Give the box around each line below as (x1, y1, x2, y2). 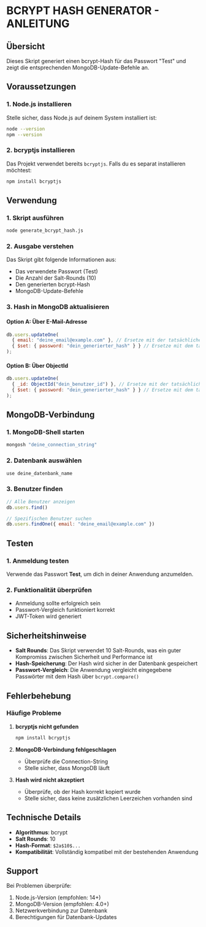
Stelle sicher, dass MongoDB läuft (24, 764, 110, 771)
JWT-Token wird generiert (15, 612, 82, 620)
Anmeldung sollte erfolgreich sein (15, 600, 101, 607)
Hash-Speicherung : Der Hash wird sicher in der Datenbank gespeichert (15, 660, 198, 667)
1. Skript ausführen (6, 213, 64, 222)
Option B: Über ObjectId (6, 362, 69, 369)
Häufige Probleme (6, 709, 62, 717)
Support (6, 866, 39, 876)
